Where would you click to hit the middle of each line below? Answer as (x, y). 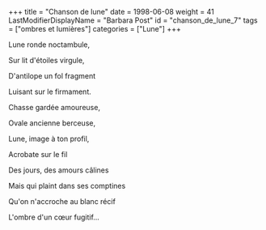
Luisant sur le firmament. (50, 92)
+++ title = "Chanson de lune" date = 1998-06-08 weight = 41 (111, 12)
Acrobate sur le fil (38, 154)
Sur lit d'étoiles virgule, (46, 60)
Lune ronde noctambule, (49, 45)
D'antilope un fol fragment (52, 76)
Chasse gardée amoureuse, (55, 107)
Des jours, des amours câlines (59, 170)
